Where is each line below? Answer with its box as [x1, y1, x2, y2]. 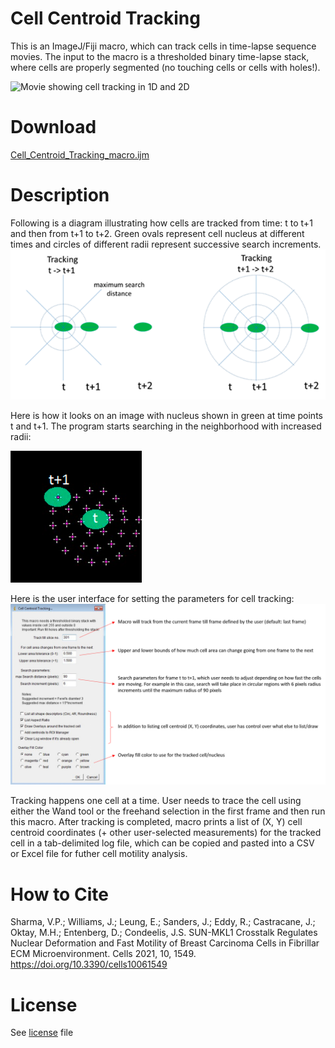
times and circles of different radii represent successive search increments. [10, 238, 322, 250]
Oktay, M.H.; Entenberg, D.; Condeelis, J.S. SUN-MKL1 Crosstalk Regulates [10, 927, 318, 939]
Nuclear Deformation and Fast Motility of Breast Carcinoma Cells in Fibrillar [10, 937, 320, 949]
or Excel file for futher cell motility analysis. [10, 848, 188, 860]
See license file [10, 1027, 74, 1039]
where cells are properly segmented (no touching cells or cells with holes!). [10, 61, 321, 73]
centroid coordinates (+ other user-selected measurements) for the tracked [10, 827, 322, 839]
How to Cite [10, 883, 109, 906]
